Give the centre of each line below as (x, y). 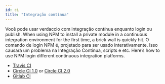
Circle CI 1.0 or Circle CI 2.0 (41, 70)
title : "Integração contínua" (37, 15)
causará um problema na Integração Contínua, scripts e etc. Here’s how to (83, 50)
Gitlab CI (22, 76)
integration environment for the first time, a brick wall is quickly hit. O (77, 39)
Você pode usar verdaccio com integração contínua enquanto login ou (79, 29)
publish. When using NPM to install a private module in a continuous (76, 34)
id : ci (12, 10)
